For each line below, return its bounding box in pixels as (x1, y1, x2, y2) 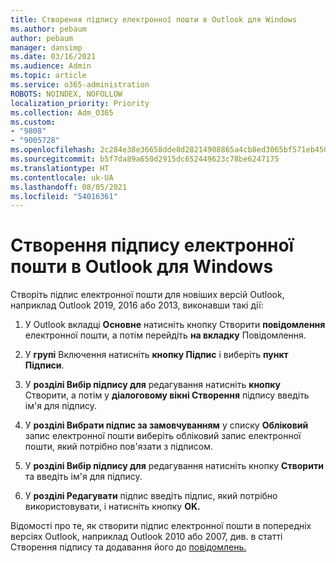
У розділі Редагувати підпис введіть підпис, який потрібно (24, 490, 278, 502)
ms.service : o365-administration (10, 80, 150, 90)
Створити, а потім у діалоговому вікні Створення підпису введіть (24, 389, 310, 401)
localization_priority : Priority (10, 98, 150, 108)
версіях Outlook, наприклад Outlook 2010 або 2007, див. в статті (10, 531, 283, 543)
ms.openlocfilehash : (10, 145, 97, 155)
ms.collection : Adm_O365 (10, 107, 114, 118)
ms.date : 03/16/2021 (10, 52, 97, 62)
